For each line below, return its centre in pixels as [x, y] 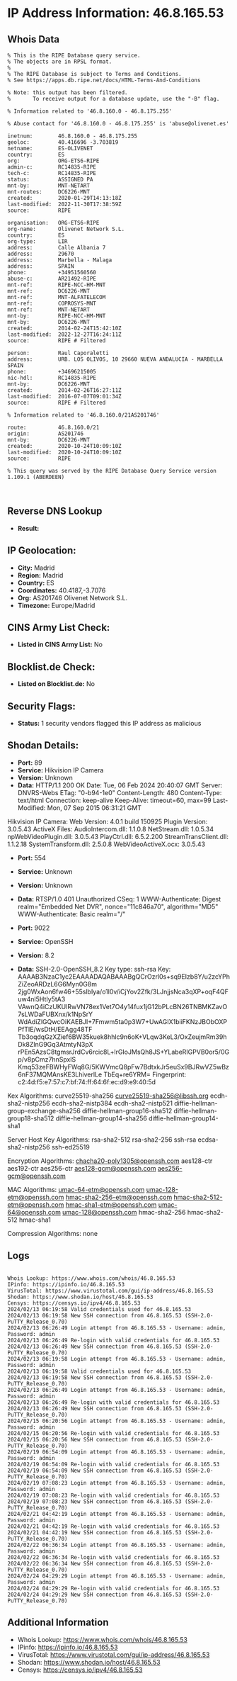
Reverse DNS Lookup [55, 511]
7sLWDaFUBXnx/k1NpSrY [55, 1014]
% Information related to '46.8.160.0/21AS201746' [83, 415]
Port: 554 [31, 858]
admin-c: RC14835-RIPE [52, 167]
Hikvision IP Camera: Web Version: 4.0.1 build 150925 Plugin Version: [108, 821]
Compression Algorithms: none [52, 1233]
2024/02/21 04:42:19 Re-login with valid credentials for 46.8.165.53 [114, 1526]
